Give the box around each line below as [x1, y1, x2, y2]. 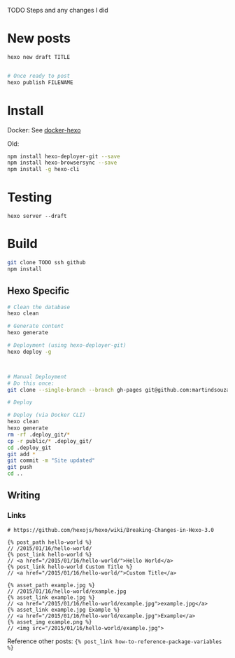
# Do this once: [7, 380, 55, 387]
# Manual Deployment [7, 373, 68, 381]
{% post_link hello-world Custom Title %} [7, 563, 133, 570]
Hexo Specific [7, 285, 70, 297]
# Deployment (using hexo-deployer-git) [7, 342, 127, 349]
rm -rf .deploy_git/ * [7, 431, 71, 438]
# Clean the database [7, 303, 71, 310]
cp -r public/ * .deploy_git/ [7, 437, 92, 444]
